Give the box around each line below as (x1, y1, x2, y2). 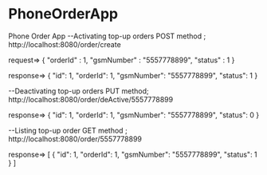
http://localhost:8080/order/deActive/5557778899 (8, 94, 174, 104)
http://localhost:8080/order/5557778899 (8, 133, 142, 144)
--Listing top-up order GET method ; (8, 125, 128, 135)
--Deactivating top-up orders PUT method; (8, 86, 149, 96)
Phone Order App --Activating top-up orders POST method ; (8, 31, 206, 41)
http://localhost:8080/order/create (8, 39, 121, 49)
